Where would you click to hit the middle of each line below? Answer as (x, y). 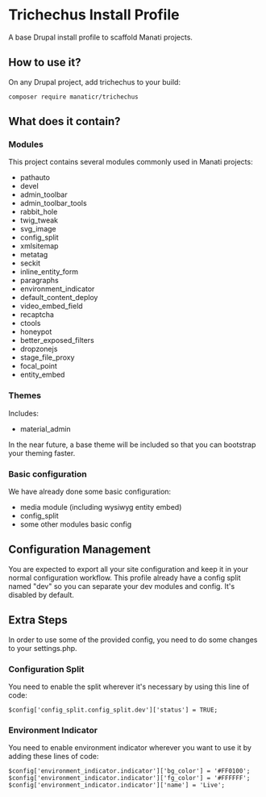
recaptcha (37, 315)
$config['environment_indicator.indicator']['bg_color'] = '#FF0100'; (129, 771)
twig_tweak (39, 220)
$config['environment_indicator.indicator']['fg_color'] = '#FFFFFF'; (129, 778)
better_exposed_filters (57, 340)
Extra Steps (38, 620)
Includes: (23, 413)
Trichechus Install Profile (94, 15)
